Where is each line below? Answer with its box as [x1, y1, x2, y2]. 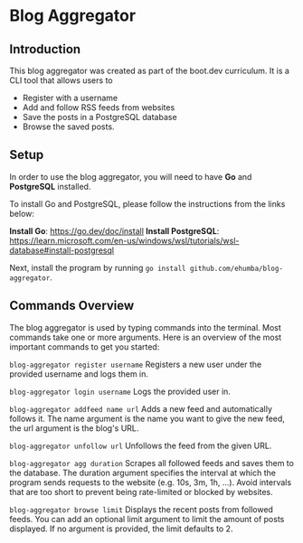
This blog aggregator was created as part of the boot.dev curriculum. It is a [9, 65, 289, 76]
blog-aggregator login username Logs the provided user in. [9, 386, 231, 397]
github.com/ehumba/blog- [189, 264, 283, 273]
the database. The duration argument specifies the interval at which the [9, 467, 276, 478]
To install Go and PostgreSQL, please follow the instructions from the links [9, 198, 286, 209]
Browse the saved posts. [22, 121, 115, 132]
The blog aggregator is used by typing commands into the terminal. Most [9, 322, 282, 332]
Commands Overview [9, 298, 135, 314]
